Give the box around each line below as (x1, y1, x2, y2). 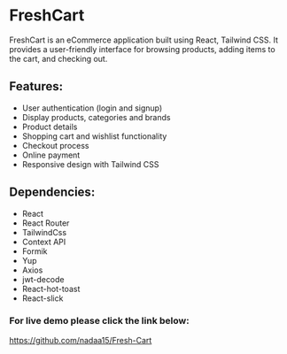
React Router (21, 218, 70, 228)
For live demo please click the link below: (9, 315, 190, 327)
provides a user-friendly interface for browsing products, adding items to (9, 43, 276, 54)
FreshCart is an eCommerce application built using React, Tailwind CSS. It (9, 35, 279, 45)
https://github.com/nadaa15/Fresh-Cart (9, 335, 152, 345)
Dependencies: (9, 185, 96, 200)
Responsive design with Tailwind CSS (21, 158, 159, 169)
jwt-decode (21, 273, 65, 284)
